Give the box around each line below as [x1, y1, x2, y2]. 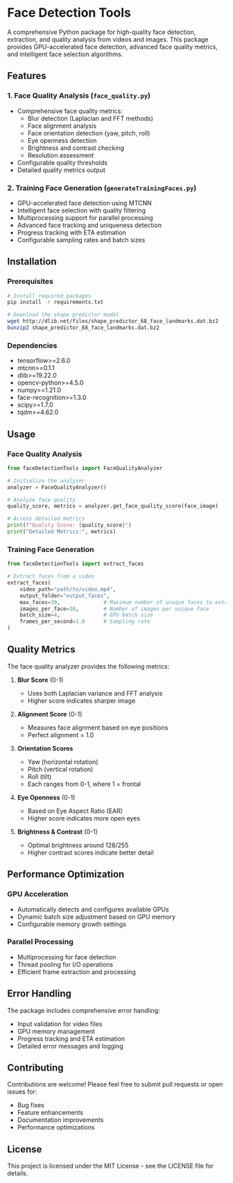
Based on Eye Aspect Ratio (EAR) [27, 807, 123, 815]
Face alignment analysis [27, 121, 97, 130]
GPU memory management [17, 1027, 96, 1035]
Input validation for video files [17, 1019, 103, 1028]
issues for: [7, 1088, 37, 1096]
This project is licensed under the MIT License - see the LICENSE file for [7, 1161, 214, 1171]
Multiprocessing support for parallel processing [17, 213, 154, 221]
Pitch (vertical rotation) [27, 765, 94, 773]
